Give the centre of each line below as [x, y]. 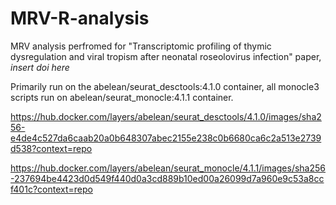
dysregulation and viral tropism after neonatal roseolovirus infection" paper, [166, 56]
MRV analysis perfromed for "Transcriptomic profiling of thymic [141, 46]
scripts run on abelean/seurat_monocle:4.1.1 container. [122, 97]
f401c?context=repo [51, 189]
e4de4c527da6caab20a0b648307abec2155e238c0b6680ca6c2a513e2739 [166, 138]
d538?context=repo [51, 148]
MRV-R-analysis [80, 18]
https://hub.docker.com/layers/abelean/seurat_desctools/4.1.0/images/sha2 [166, 116]
